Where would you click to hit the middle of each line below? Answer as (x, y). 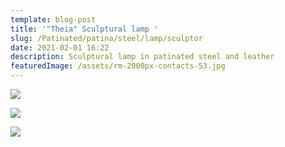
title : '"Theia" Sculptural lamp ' (84, 29)
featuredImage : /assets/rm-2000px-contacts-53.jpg (118, 66)
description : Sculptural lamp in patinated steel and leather (142, 57)
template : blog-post (53, 19)
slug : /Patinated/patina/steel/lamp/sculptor (106, 38)
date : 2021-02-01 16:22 (60, 47)
